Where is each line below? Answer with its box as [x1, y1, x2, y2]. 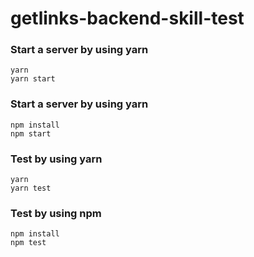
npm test [10, 238, 47, 248]
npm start [10, 128, 52, 139]
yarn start [10, 74, 56, 84]
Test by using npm [10, 207, 102, 220]
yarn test [10, 183, 52, 194]
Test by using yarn [10, 152, 103, 166]
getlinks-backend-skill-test [10, 7, 245, 30]
